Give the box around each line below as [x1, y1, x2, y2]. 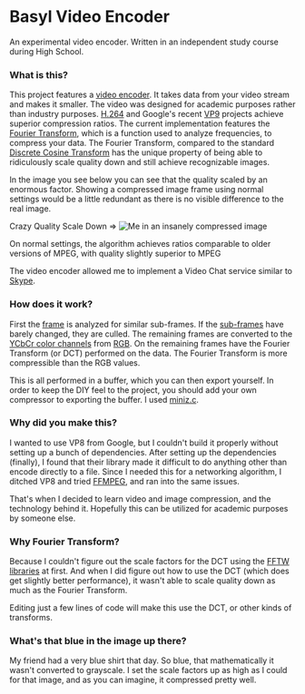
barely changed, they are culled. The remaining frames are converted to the [9, 328, 293, 339]
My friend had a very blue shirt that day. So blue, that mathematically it [9, 655, 274, 666]
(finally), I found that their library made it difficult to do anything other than [9, 456, 288, 467]
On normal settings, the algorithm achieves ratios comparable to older [9, 239, 271, 249]
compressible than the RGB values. [9, 357, 141, 368]
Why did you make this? [9, 416, 118, 429]
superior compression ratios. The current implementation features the [9, 118, 271, 129]
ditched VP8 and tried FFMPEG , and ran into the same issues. [9, 475, 241, 486]
